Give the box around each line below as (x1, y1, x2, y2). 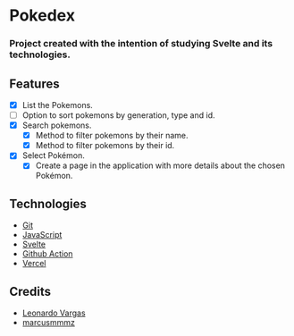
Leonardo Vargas (21, 307, 87, 318)
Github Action (21, 248, 73, 259)
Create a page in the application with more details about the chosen (35, 160, 286, 171)
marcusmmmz (21, 316, 76, 327)
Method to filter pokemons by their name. (35, 130, 189, 141)
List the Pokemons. (21, 99, 94, 110)
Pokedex (9, 5, 76, 26)
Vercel (21, 258, 46, 269)
